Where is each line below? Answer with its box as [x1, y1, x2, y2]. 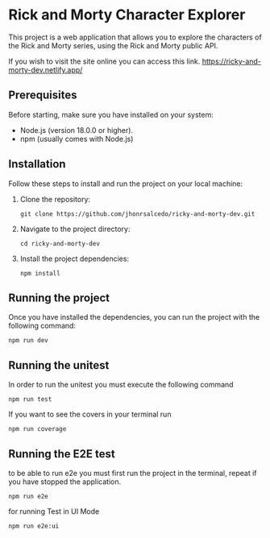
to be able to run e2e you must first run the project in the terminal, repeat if [8, 469, 257, 478]
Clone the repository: [19, 194, 91, 204]
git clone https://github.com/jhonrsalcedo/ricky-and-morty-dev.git [19, 209, 255, 218]
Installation [8, 157, 66, 171]
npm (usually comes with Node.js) [19, 134, 134, 143]
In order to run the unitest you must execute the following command [8, 380, 234, 390]
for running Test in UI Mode [8, 507, 100, 516]
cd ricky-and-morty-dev [19, 239, 101, 247]
